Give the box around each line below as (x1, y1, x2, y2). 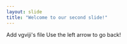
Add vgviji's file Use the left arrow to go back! (6, 31, 122, 38)
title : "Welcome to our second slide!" (6, 14, 108, 20)
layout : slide (6, 8, 43, 15)
